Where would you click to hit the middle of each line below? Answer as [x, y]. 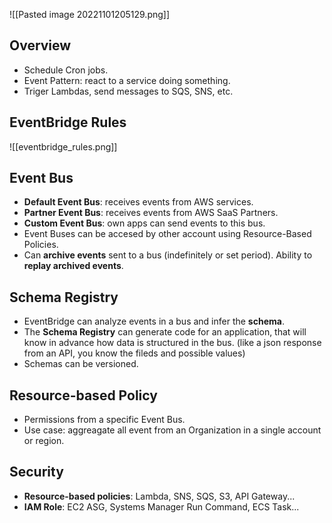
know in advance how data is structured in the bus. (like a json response [172, 343]
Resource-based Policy [83, 395]
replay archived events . [73, 266]
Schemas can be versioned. [81, 364]
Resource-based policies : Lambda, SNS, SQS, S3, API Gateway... [159, 496]
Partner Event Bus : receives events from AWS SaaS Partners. [151, 213]
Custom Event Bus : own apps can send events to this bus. [144, 223]
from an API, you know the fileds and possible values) [134, 353]
